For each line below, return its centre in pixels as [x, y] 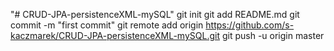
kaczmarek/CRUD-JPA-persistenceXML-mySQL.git [115, 35]
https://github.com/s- [250, 25]
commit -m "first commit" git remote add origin [107, 25]
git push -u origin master [273, 35]
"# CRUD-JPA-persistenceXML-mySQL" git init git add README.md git [155, 14]
